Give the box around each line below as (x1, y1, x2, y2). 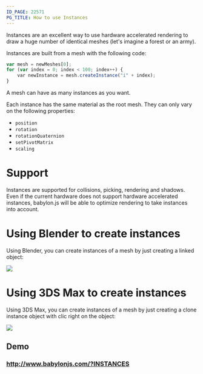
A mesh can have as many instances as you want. (6, 89, 131, 96)
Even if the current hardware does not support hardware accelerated (6, 192, 178, 200)
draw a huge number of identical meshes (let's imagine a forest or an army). (6, 38, 196, 45)
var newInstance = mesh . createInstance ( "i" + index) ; (17, 72, 156, 79)
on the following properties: (6, 107, 76, 114)
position (15, 120, 38, 126)
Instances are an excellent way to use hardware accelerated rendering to (6, 31, 188, 38)
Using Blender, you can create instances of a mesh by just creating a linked (6, 246, 195, 254)
